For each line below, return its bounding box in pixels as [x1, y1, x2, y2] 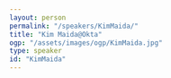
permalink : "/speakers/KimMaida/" [9, 22, 139, 30]
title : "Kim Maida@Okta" [9, 30, 103, 39]
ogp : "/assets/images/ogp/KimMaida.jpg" [9, 38, 164, 48]
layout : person [9, 13, 67, 22]
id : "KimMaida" [9, 55, 67, 64]
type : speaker [9, 47, 63, 56]
